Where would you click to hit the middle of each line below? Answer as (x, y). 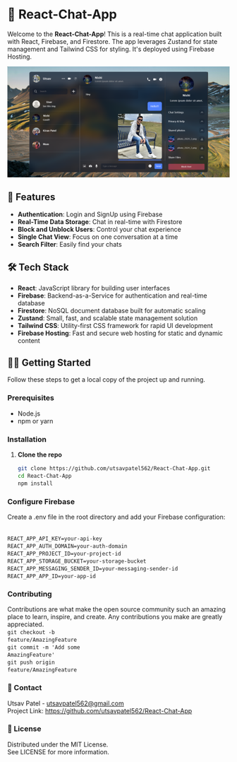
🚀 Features (31, 197)
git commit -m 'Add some (44, 647)
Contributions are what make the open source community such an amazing (116, 609)
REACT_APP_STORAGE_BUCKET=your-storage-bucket (77, 561)
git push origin (31, 663)
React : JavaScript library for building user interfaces (94, 288)
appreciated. (26, 624)
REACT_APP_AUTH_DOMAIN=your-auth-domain (68, 546)
